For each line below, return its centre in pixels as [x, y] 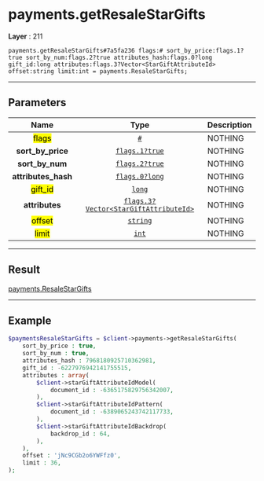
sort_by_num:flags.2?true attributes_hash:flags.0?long [119, 57]
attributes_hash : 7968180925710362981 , [89, 361]
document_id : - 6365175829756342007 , [112, 390]
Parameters [37, 103]
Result [24, 270]
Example [30, 320]
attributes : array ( [56, 375]
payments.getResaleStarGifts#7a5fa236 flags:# [86, 50]
